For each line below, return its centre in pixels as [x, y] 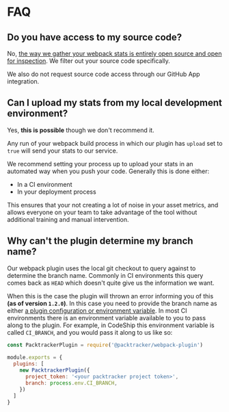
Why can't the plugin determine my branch [100, 241]
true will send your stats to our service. [63, 151]
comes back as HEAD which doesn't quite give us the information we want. [111, 283]
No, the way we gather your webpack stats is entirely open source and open [114, 53]
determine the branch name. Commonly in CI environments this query [105, 275]
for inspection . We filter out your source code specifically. [89, 61]
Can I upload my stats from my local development [114, 103]
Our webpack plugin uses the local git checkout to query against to [102, 268]
